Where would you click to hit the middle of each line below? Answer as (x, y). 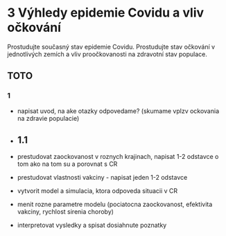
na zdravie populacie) (48, 118)
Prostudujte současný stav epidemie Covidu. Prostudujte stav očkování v (111, 47)
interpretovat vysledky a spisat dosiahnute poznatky (92, 225)
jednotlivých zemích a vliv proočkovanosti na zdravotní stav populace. (107, 54)
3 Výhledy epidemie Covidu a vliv (106, 13)
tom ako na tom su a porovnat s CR (67, 164)
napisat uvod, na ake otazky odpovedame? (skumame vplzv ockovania (118, 111)
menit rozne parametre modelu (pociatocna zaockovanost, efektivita (115, 204)
